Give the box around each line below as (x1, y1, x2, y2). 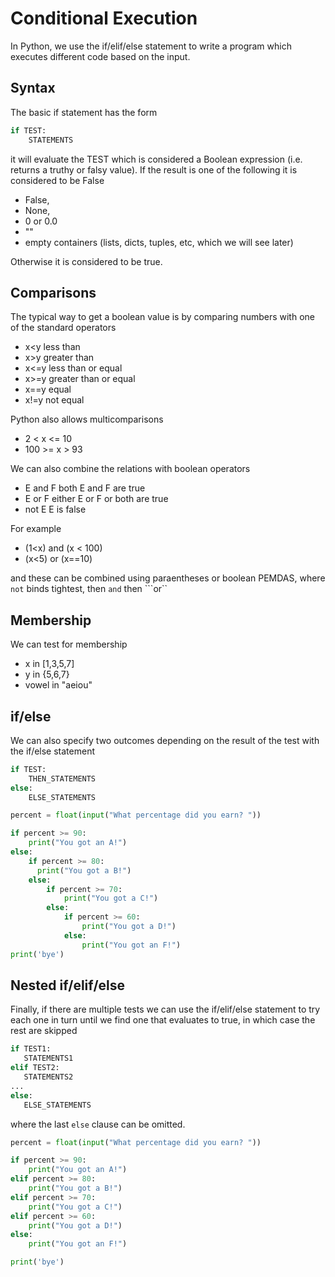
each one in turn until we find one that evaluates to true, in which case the (10, 1014, 316, 1026)
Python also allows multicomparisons (10, 413, 164, 426)
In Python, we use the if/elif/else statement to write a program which (10, 40, 292, 52)
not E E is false (24, 503, 87, 516)
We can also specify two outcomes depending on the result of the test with (10, 734, 320, 746)
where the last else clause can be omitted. (10, 1118, 186, 1130)
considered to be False (10, 174, 105, 186)
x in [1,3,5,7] (24, 658, 75, 670)
